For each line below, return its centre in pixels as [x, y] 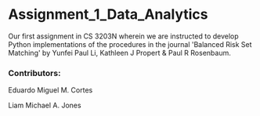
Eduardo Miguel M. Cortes [51, 90]
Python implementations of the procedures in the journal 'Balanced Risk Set [130, 44]
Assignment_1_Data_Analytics [108, 14]
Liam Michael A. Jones [45, 105]
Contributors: [34, 73]
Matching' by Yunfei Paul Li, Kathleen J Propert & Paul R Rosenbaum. [119, 53]
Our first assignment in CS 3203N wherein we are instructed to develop [123, 36]
